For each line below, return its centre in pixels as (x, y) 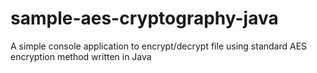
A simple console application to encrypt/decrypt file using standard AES (159, 46)
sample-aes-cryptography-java (144, 18)
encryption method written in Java (81, 56)
